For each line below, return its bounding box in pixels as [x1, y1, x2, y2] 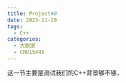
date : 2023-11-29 [7, 17, 57, 24]
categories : [7, 36, 42, 43]
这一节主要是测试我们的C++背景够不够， [7, 68, 123, 77]
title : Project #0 [7, 10, 57, 17]
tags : [7, 23, 23, 30]
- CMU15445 [13, 49, 45, 56]
